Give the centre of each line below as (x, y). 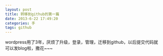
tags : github (18, 28)
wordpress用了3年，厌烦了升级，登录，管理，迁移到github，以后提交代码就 (82, 42)
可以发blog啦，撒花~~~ (29, 48)
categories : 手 (20, 23)
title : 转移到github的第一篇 (32, 14)
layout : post (18, 9)
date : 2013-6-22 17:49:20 (31, 19)
